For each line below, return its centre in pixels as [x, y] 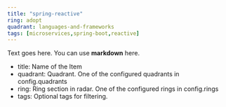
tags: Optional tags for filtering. [62, 97]
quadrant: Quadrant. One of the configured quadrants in [98, 74]
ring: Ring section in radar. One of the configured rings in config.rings [118, 89]
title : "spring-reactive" [45, 14]
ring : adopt [25, 20]
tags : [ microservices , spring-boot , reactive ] [73, 33]
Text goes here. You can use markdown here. [74, 53]
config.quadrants [42, 82]
